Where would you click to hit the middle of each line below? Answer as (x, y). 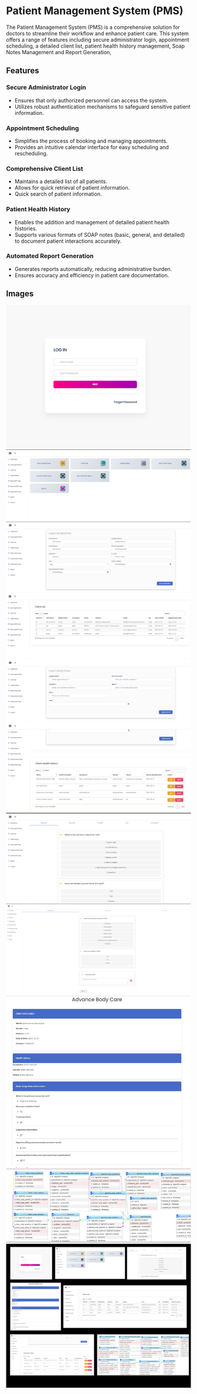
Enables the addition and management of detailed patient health (92, 222)
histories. (26, 229)
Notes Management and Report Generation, (59, 52)
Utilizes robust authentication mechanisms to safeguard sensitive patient (102, 107)
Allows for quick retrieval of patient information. (72, 188)
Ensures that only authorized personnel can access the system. (91, 100)
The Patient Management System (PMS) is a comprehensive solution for (93, 27)
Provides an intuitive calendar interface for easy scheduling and (91, 147)
